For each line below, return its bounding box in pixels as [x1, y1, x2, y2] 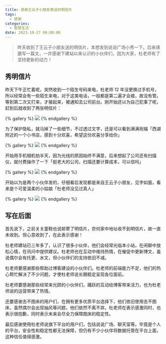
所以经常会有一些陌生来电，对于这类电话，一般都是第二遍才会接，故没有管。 [5, 92, 161, 99]
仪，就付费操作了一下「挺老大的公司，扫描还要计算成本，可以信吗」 [5, 158, 144, 164]
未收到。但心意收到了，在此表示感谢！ [5, 231, 83, 237]
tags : [5, 12, 16, 17]
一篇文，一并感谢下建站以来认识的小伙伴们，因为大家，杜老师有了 [26, 50, 161, 56]
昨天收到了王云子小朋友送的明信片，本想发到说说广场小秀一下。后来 [17, 44, 156, 50]
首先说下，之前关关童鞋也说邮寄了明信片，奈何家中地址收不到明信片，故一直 [5, 226, 161, 231]
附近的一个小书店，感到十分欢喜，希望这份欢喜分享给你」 [5, 132, 122, 138]
